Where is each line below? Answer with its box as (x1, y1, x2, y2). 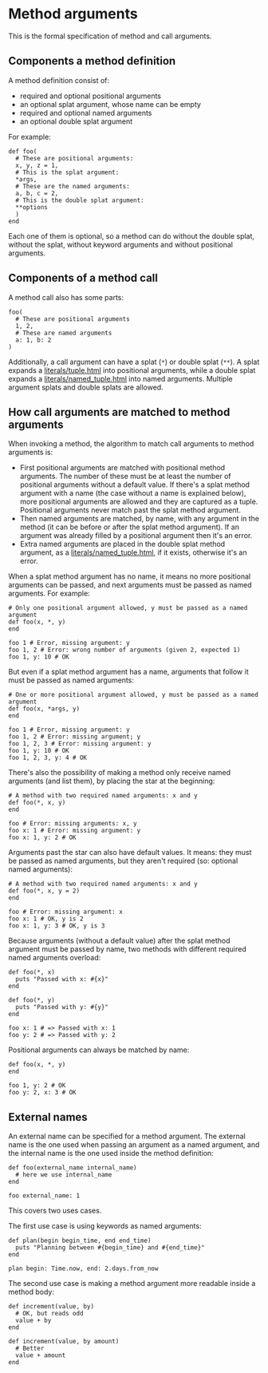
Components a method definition (8, 54, 176, 68)
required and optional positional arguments (19, 91, 162, 101)
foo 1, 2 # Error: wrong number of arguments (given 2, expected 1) (8, 646, 241, 655)
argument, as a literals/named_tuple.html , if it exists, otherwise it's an (19, 548, 247, 557)
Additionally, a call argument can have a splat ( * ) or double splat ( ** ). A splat (8, 357, 260, 366)
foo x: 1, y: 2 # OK (8, 833, 77, 842)
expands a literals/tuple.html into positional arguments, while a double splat (8, 365, 256, 375)
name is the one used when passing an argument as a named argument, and (8, 1140, 260, 1149)
